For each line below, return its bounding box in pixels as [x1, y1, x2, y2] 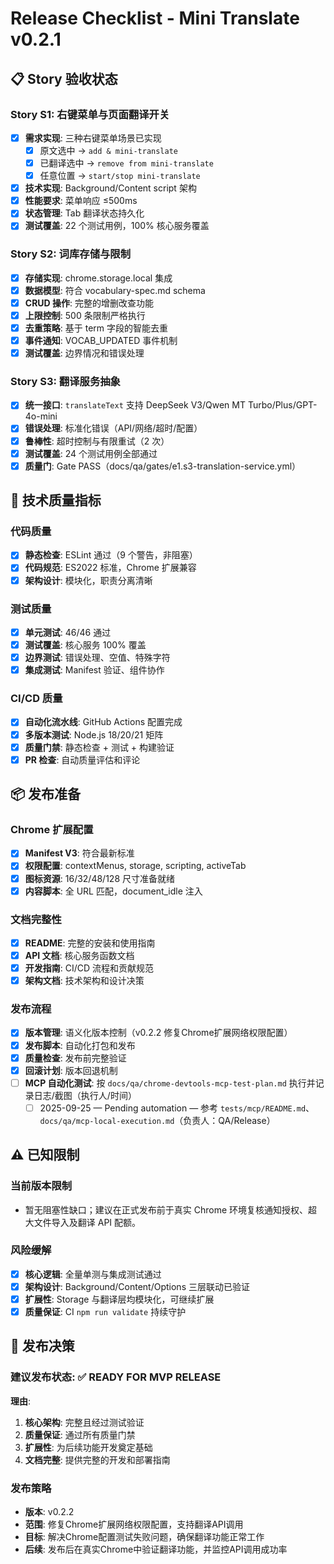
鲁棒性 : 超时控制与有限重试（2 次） [24, 435, 170, 447]
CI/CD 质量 [10, 692, 63, 706]
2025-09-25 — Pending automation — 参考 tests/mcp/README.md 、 [39, 1102, 315, 1114]
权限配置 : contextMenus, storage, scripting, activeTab [24, 860, 247, 872]
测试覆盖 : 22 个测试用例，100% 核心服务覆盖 [24, 220, 210, 232]
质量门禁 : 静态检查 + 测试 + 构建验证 [24, 741, 175, 753]
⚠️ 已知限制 [10, 1147, 80, 1164]
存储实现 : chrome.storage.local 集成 [24, 272, 173, 284]
